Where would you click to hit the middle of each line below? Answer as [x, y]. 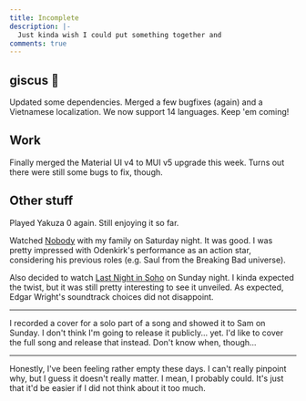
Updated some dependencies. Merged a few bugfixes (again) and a [136, 102]
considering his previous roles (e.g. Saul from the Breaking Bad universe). [148, 260]
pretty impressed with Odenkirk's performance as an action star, [131, 250]
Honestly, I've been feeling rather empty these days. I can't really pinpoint [148, 368]
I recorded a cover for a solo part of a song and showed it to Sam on [138, 323]
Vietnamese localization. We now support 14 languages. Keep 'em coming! [149, 112]
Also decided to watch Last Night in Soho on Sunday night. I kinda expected [152, 277]
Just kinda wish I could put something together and [120, 35]
